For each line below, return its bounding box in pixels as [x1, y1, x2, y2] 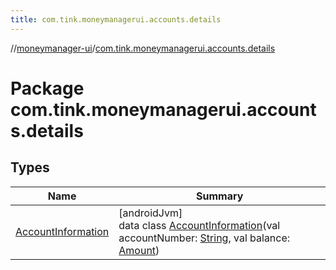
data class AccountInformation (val [118, 218, 281, 232]
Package [10, 77, 85, 100]
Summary [195, 189, 244, 203]
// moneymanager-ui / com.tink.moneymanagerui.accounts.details [10, 42, 276, 54]
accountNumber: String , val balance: [118, 231, 291, 245]
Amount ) [118, 243, 160, 257]
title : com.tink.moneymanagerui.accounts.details [10, 14, 222, 25]
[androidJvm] [118, 206, 183, 220]
